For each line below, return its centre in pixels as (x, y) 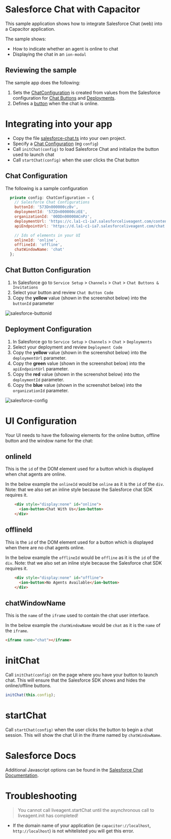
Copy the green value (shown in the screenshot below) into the (79, 363)
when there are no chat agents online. (45, 547)
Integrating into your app (59, 124)
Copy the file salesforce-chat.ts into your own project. (69, 138)
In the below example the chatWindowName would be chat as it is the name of (83, 625)
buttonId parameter (33, 303)
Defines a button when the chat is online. (56, 103)
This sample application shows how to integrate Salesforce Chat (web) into (84, 24)
